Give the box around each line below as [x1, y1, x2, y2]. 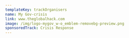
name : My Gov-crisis [5, 12, 48, 17]
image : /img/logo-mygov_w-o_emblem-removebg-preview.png [5, 21, 125, 26]
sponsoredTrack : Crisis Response [5, 26, 74, 31]
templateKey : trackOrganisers [5, 7, 67, 12]
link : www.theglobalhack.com [5, 16, 65, 21]
